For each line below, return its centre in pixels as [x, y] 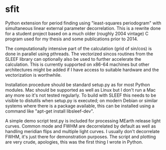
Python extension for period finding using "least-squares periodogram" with [83, 23]
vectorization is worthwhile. [33, 75]
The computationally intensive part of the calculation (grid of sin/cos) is [79, 48]
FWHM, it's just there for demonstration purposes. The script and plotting [81, 137]
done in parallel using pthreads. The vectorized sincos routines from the [79, 54]
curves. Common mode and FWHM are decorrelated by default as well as [81, 126]
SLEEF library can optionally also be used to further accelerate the [73, 59]
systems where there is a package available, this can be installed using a [80, 106]
